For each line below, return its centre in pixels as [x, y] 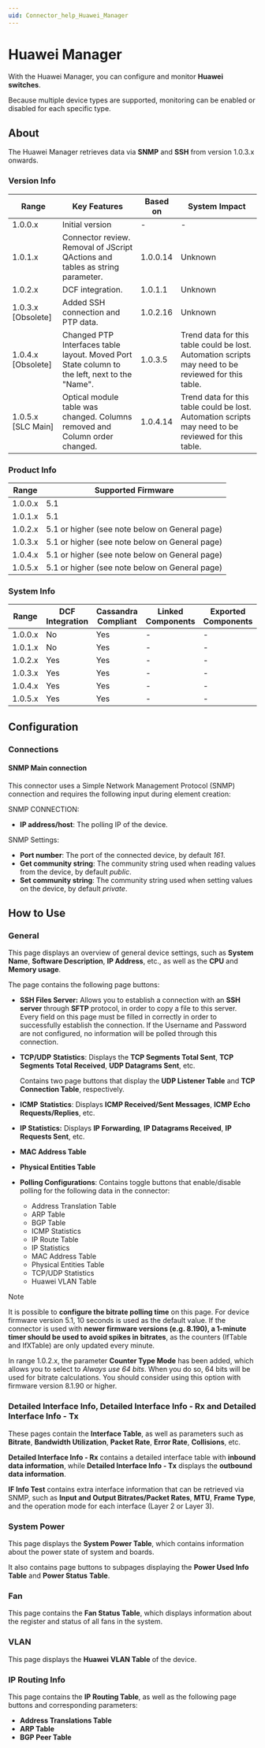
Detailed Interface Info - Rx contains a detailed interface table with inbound [132, 1457]
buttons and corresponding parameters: [73, 1705]
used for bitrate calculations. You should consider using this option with [125, 1377]
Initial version [87, 224]
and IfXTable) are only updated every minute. [82, 1346]
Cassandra [117, 612]
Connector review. [96, 237]
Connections [34, 749]
